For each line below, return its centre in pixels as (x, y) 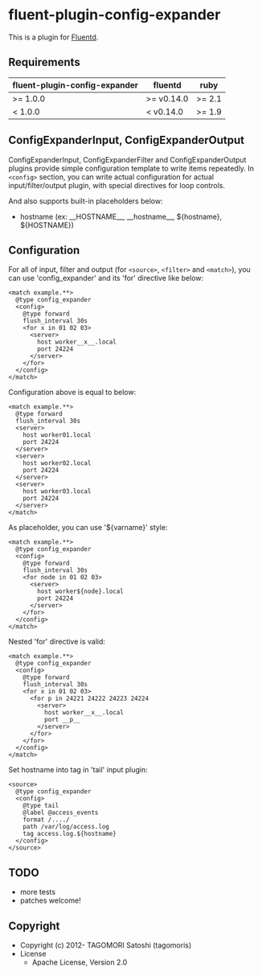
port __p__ (62, 720)
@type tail (41, 806)
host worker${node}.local (81, 592)
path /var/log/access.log (66, 827)
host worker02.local (57, 463)
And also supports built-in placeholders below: (86, 201)
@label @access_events (61, 813)
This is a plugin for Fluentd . (53, 37)
